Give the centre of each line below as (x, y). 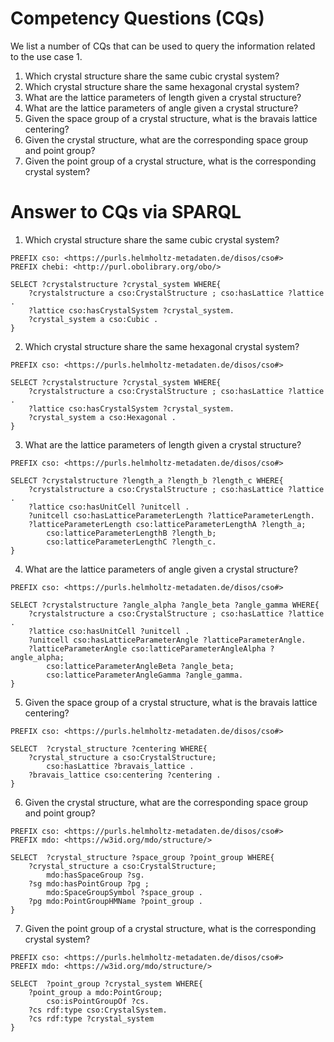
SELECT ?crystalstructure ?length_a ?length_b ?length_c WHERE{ (147, 480)
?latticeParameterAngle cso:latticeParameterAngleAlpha (147, 648)
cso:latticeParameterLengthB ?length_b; (131, 533)
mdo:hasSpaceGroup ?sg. (95, 875)
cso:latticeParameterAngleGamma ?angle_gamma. (145, 675)
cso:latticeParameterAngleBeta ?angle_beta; (140, 666)
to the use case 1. (46, 56)
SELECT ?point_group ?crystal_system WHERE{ (106, 983)
